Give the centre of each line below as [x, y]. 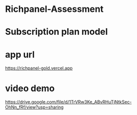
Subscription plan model [56, 32]
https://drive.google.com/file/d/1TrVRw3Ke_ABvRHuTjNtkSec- [68, 102]
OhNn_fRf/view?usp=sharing [34, 107]
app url [20, 54]
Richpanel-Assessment [54, 9]
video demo [30, 88]
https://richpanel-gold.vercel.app [39, 68]
